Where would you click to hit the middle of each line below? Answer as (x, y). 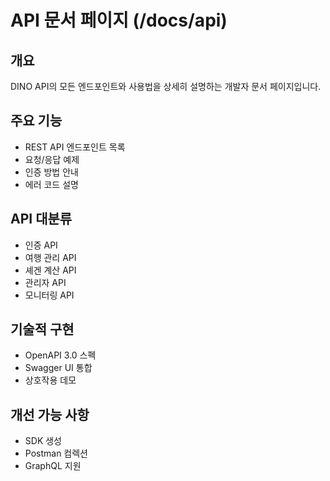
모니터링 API (49, 295)
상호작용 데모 (50, 380)
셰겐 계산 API (50, 270)
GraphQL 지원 (53, 466)
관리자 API (45, 282)
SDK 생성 (43, 441)
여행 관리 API (50, 257)
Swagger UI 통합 (58, 368)
